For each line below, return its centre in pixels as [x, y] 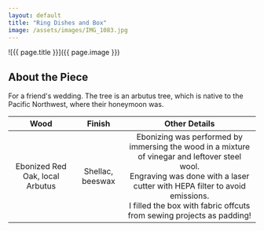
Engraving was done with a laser [189, 176]
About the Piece [48, 77]
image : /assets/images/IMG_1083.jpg [68, 30]
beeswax [99, 181]
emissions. [190, 196]
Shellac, [99, 171]
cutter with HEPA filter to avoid [189, 186]
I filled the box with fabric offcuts [189, 206]
